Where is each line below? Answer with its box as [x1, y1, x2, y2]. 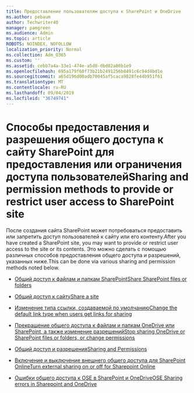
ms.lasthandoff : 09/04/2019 [6, 90, 75, 96]
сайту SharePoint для [6, 145, 115, 158]
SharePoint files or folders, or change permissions [14, 334, 135, 341]
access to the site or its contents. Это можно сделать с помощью [6, 245, 167, 252]
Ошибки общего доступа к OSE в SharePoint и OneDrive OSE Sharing [14, 374, 183, 381]
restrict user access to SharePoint [6, 195, 175, 208]
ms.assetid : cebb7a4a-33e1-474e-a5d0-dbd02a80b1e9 [6, 62, 132, 69]
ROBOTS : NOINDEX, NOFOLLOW [6, 41, 72, 47]
